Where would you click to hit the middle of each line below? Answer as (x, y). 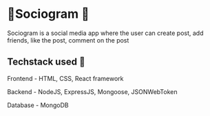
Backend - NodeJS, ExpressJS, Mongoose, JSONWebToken (92, 91)
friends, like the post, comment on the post (68, 40)
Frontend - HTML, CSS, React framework (65, 78)
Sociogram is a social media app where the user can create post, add (105, 33)
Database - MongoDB (38, 105)
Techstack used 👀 (46, 62)
